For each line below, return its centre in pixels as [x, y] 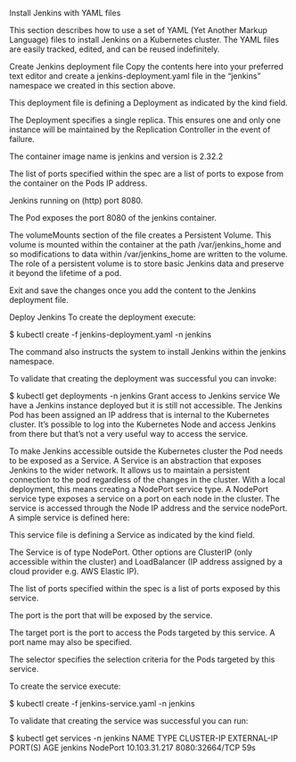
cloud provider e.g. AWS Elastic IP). [74, 571]
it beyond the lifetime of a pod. [66, 273]
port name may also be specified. [70, 642]
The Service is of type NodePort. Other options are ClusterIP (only [131, 552]
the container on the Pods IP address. [78, 183]
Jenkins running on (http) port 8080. [76, 201]
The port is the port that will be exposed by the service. [111, 615]
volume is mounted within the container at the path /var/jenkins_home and [145, 244]
